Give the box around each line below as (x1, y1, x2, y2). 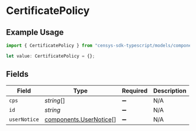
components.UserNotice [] (44, 115, 117, 123)
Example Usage (6, 27, 64, 37)
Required (121, 86, 148, 94)
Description (153, 86, 187, 94)
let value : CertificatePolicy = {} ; (6, 53, 95, 59)
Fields (6, 69, 29, 79)
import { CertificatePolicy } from (6, 43, 93, 48)
